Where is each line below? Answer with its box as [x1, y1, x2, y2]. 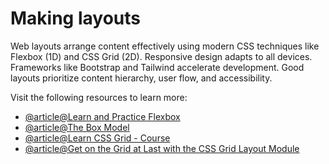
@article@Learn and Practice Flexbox [24, 110, 181, 122]
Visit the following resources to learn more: [10, 91, 188, 103]
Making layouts [10, 7, 141, 30]
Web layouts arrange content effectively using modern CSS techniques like [10, 40, 320, 52]
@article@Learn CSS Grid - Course [24, 132, 171, 144]
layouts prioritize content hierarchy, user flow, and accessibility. [10, 72, 273, 84]
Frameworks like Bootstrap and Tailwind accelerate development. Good [10, 61, 305, 73]
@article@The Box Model [24, 121, 130, 133]
